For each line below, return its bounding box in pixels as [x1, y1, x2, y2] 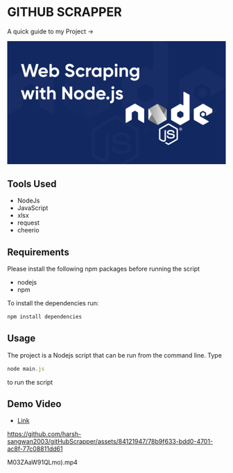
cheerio [17, 226, 40, 234]
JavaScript [17, 204, 49, 212]
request [17, 218, 40, 227]
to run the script [7, 378, 53, 386]
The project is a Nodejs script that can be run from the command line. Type [7, 351, 222, 359]
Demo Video [7, 398, 62, 410]
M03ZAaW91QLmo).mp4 [7, 458, 78, 467]
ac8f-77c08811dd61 [7, 444, 63, 453]
